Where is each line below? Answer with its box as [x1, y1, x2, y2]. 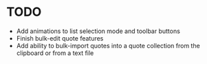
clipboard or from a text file [16, 49, 94, 57]
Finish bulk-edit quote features [16, 34, 104, 42]
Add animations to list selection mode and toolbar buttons [16, 27, 180, 35]
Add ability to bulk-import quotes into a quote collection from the [16, 41, 200, 50]
